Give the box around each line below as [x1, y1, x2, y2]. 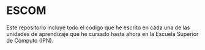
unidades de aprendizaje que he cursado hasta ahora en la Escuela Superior [6, 30, 199, 37]
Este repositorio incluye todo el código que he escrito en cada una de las [6, 24, 190, 31]
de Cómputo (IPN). [6, 37, 54, 44]
